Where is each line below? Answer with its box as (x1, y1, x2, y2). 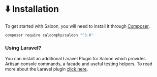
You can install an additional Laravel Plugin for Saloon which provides (5, 56, 146, 62)
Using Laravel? (5, 44, 42, 51)
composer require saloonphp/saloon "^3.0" (5, 33, 94, 38)
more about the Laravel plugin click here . (5, 66, 88, 72)
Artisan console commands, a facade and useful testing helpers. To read (5, 61, 153, 67)
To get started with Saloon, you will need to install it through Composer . (5, 23, 150, 29)
